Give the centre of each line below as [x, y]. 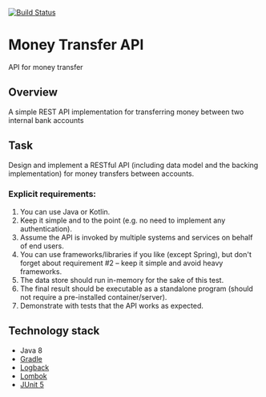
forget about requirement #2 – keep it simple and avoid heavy [121, 263]
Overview [33, 92]
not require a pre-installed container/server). [93, 297]
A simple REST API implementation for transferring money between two [126, 112]
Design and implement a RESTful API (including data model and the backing [133, 165]
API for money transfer [46, 67]
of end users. [42, 246]
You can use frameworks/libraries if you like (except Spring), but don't [136, 254]
